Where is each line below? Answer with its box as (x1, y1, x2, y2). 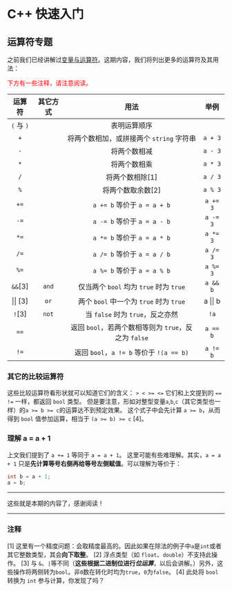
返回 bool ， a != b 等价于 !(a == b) (75, 348, 189, 357)
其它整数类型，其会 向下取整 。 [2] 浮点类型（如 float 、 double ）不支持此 (7, 550, 212, 559)
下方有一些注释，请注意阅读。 (7, 79, 92, 87)
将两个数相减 (110, 146, 153, 156)
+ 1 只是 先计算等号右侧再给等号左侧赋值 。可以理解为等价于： (7, 459, 182, 467)
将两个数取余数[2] (102, 186, 161, 195)
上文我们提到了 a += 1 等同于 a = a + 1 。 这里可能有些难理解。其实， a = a (7, 450, 221, 459)
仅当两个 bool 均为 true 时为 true (78, 282, 186, 291)
